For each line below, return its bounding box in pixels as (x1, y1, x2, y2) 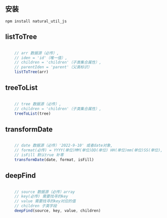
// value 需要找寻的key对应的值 (14, 199, 76, 204)
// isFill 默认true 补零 (14, 152, 64, 157)
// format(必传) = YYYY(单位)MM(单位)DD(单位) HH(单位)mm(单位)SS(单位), (14, 148, 163, 153)
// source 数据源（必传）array (14, 189, 75, 195)
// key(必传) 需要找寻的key (14, 194, 69, 199)
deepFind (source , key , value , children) (14, 208, 101, 213)
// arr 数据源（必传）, (14, 50, 59, 56)
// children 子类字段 (14, 203, 57, 209)
